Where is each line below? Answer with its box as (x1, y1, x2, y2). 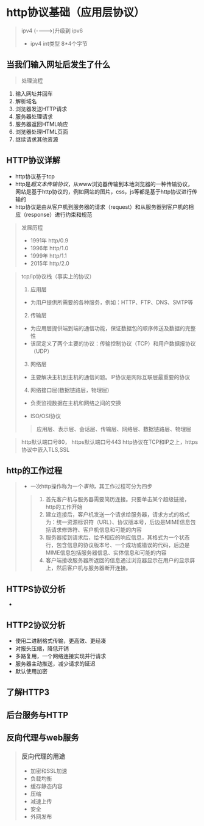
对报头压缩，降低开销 (15, 645, 69, 652)
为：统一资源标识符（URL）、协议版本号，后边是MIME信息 (45, 518, 191, 526)
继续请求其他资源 (15, 136, 58, 143)
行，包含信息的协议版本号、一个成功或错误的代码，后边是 (45, 542, 190, 549)
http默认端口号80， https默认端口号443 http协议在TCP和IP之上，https (21, 438, 199, 446)
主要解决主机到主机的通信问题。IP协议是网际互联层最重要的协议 (30, 373, 191, 380)
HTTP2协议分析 (6, 620, 66, 630)
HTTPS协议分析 (6, 584, 66, 594)
